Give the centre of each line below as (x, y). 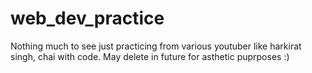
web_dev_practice (87, 18)
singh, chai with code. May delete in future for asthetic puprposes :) (150, 56)
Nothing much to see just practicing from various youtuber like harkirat (156, 46)
